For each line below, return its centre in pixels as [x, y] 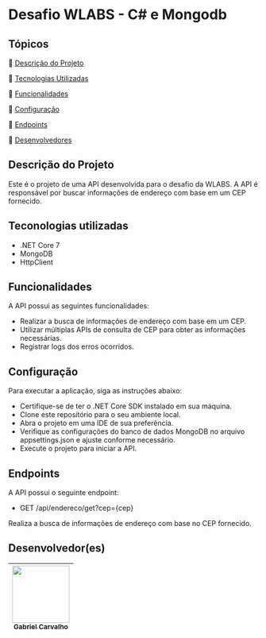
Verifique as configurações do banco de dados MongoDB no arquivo [132, 431]
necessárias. [40, 338]
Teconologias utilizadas [68, 226]
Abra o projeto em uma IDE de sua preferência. [96, 423]
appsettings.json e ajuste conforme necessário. [98, 440]
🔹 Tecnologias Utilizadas [48, 78]
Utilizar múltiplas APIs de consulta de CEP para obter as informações [133, 330]
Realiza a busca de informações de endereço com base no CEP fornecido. [130, 524]
